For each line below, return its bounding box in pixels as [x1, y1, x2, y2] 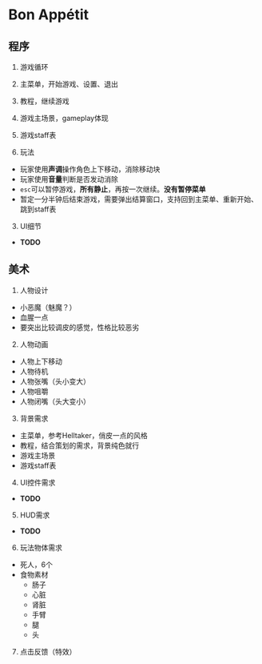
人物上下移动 [19, 356, 62, 366]
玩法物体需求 [19, 542, 62, 552]
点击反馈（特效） [19, 646, 77, 656]
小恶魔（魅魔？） [19, 302, 77, 312]
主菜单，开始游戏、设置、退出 [19, 79, 118, 89]
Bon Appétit [8, 6, 89, 24]
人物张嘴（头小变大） [19, 376, 90, 386]
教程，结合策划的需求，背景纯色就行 [19, 441, 140, 450]
